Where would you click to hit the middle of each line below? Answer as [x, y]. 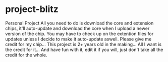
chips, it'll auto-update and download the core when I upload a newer [77, 28]
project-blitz [32, 9]
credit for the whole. [26, 55]
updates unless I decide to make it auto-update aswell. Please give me [78, 39]
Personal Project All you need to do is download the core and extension [79, 23]
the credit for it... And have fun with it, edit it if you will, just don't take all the [84, 49]
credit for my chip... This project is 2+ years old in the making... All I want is [83, 44]
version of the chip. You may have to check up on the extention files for [79, 33]
